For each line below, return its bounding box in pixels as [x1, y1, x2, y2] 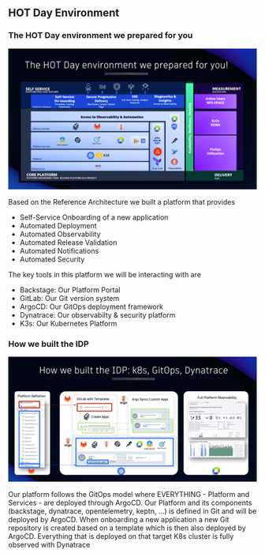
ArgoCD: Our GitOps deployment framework [19, 302, 164, 311]
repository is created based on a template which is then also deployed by [8, 523, 246, 533]
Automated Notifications [19, 247, 99, 256]
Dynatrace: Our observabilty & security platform [19, 310, 176, 320]
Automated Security [19, 254, 85, 264]
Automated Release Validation [19, 238, 118, 247]
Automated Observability [19, 229, 101, 239]
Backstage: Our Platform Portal [19, 285, 121, 295]
